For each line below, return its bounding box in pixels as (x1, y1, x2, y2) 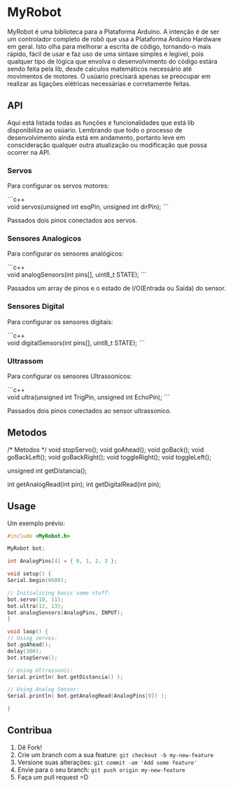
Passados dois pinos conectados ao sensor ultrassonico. (7, 406, 171, 415)
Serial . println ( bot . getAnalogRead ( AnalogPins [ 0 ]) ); (7, 693, 168, 700)
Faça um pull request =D (17, 773, 89, 781)
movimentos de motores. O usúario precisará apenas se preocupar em (7, 71, 211, 81)
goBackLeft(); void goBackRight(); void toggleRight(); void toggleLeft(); (7, 452, 212, 461)
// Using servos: (7, 635, 58, 642)
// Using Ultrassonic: (7, 667, 73, 674)
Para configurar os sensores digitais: (7, 317, 113, 326)
